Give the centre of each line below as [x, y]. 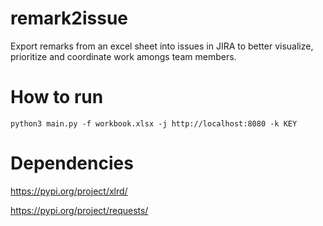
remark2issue [69, 18]
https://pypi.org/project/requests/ [79, 210]
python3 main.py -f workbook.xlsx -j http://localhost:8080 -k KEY [154, 123]
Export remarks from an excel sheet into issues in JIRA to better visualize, [162, 46]
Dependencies [72, 163]
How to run [57, 97]
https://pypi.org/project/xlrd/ [69, 191]
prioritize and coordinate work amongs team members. [123, 56]
